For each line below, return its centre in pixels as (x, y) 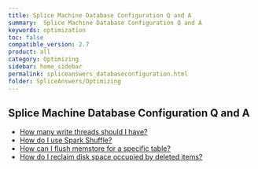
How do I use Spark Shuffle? (66, 140)
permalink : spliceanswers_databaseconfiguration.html (98, 74)
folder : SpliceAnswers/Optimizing (65, 81)
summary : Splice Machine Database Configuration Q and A (105, 23)
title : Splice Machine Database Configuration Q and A (100, 15)
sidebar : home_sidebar (45, 67)
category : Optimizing (44, 60)
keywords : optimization (47, 30)
